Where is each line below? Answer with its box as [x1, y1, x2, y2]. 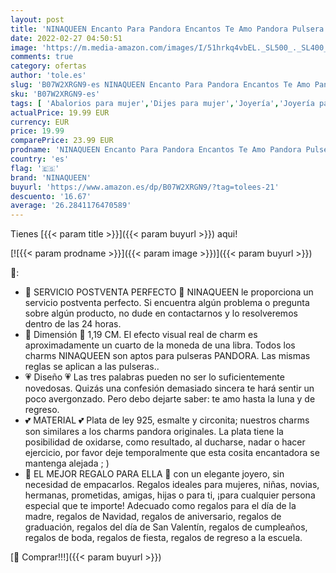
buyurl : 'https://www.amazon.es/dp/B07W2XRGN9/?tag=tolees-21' [10, 182, 280, 192]
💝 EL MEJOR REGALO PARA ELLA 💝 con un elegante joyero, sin [24, 468, 285, 480]
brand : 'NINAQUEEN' [10, 172, 92, 183]
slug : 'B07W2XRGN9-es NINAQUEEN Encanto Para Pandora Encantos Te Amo [10, 80, 311, 90]
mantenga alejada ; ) [24, 457, 110, 470]
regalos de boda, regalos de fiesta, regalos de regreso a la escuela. [24, 532, 303, 544]
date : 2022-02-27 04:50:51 [10, 33, 123, 43]
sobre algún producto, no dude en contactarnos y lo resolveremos [24, 307, 298, 320]
